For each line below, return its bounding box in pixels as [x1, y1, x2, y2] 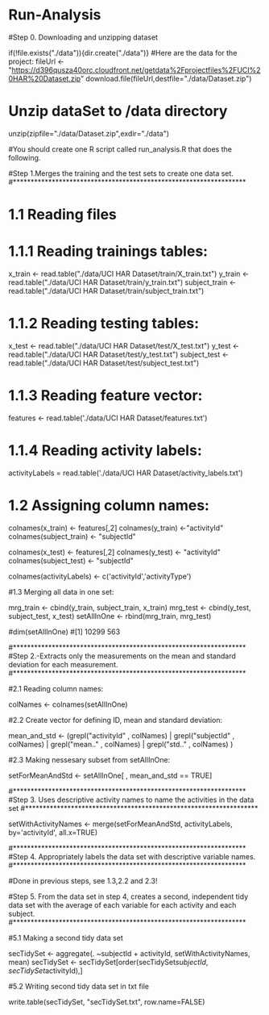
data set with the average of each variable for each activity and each [8, 900, 237, 909]
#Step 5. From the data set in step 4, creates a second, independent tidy [8, 892, 248, 901]
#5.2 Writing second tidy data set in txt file [8, 981, 150, 991]
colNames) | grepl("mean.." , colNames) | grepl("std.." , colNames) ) [8, 739, 234, 749]
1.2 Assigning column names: [8, 496, 209, 514]
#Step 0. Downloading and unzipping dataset [8, 32, 159, 42]
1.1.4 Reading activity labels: [8, 441, 203, 460]
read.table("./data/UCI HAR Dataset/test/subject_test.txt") [8, 357, 200, 368]
